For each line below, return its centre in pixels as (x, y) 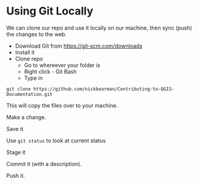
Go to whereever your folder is (62, 65)
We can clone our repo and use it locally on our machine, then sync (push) (99, 28)
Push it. (16, 176)
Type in (33, 78)
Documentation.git (29, 94)
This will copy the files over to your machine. (62, 105)
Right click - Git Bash (50, 71)
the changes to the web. (37, 34)
